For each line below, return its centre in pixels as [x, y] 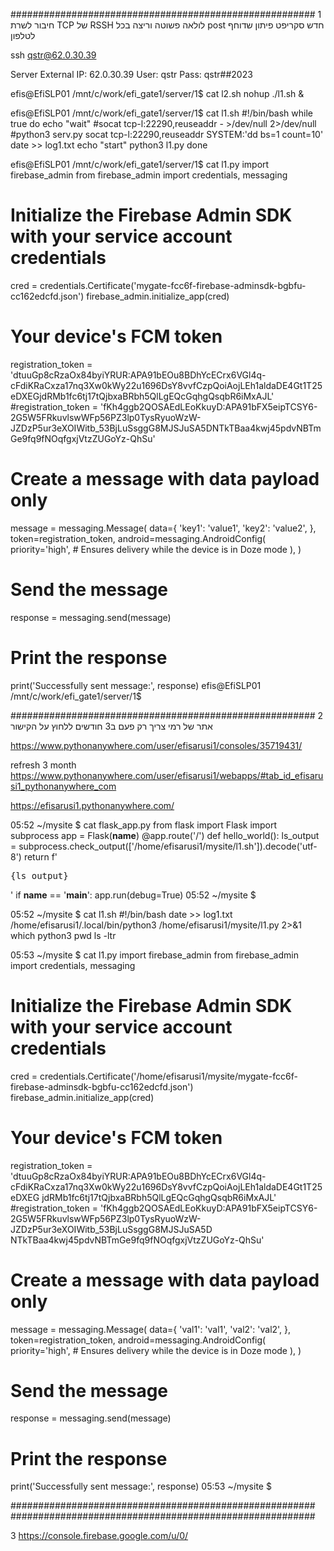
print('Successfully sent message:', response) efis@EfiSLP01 [136, 685]
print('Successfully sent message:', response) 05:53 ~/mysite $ [141, 1486]
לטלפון [23, 35]
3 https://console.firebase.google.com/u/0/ [99, 1536]
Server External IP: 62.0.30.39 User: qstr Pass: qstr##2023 [131, 74]
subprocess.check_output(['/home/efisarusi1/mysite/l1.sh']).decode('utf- [168, 846]
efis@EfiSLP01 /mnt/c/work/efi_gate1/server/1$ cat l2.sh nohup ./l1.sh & [157, 93]
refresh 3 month [43, 765]
